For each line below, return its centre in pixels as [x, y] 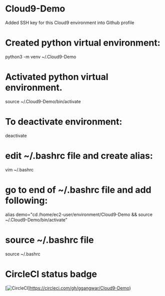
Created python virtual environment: [83, 43]
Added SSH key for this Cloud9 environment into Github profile [70, 23]
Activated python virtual [57, 77]
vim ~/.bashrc [19, 170]
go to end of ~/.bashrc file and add [78, 190]
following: [26, 200]
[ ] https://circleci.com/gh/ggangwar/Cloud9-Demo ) [68, 288]
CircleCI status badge [51, 274]
